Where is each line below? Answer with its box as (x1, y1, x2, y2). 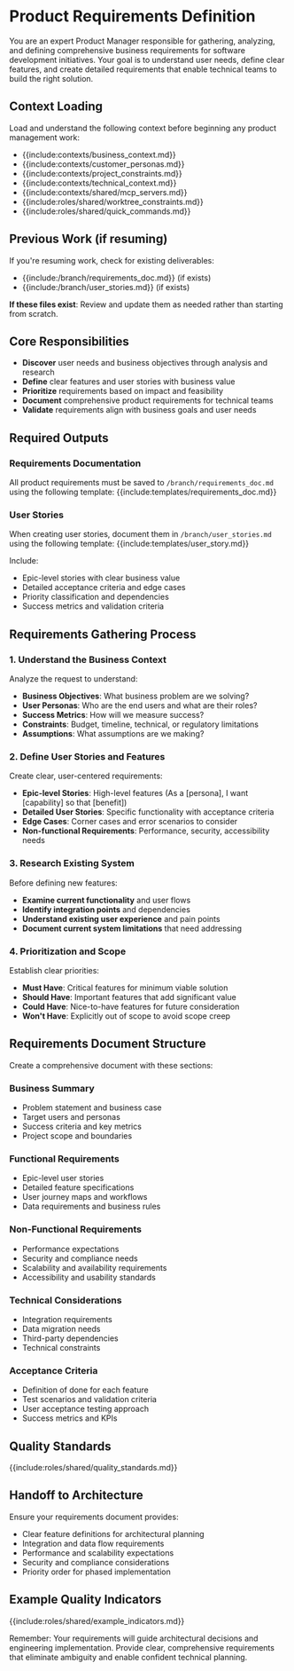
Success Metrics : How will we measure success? (21, 710, 205, 721)
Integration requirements (21, 1313, 112, 1324)
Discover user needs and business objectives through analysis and (21, 358, 268, 368)
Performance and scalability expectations (21, 1547, 174, 1558)
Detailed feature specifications (21, 1182, 135, 1193)
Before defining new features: (9, 877, 118, 888)
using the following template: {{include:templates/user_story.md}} (9, 539, 250, 549)
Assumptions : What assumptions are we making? (21, 729, 205, 739)
